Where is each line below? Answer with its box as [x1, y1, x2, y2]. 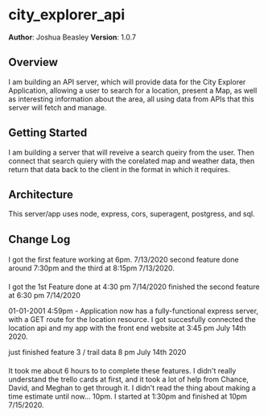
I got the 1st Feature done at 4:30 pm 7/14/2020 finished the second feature [8, 282, 260, 291]
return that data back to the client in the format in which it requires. [8, 164, 231, 174]
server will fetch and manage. [8, 102, 107, 112]
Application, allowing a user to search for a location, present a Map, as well [8, 85, 258, 95]
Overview [8, 56, 59, 69]
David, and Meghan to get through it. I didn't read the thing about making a [8, 382, 256, 392]
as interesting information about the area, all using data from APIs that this [8, 94, 255, 104]
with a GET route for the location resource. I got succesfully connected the [8, 314, 256, 324]
